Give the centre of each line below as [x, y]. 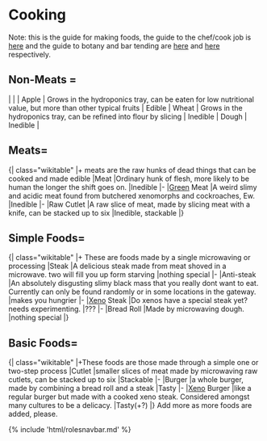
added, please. [33, 414]
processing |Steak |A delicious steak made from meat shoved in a [117, 266]
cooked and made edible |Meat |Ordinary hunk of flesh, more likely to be [129, 178]
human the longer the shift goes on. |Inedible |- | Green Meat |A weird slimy [133, 187]
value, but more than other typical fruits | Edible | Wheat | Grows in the [126, 107]
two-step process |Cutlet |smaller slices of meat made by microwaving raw [133, 371]
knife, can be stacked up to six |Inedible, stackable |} [96, 212]
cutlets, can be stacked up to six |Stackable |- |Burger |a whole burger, [126, 380]
